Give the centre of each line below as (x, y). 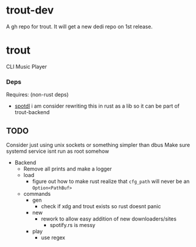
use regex (53, 237)
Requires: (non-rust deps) (37, 95)
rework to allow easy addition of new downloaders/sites (109, 219)
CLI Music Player (26, 66)
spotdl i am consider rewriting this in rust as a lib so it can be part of (97, 106)
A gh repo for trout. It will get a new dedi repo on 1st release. (79, 26)
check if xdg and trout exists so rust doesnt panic (101, 206)
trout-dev (30, 10)
